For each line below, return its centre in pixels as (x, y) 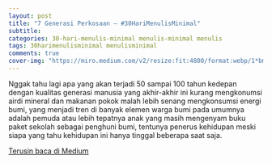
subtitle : (25, 31)
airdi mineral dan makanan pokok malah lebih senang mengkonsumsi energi (135, 101)
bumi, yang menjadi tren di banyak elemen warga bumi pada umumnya (126, 109)
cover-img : (27, 61)
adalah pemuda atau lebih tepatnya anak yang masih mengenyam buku (127, 118)
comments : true (34, 53)
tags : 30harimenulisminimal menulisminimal (83, 46)
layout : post (30, 16)
